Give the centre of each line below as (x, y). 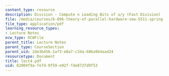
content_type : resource (30, 10)
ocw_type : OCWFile (24, 38)
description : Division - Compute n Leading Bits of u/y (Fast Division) (83, 14)
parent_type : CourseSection (35, 47)
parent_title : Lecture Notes (36, 42)
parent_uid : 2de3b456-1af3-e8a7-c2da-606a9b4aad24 (59, 51)
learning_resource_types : (32, 28)
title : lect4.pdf (23, 61)
